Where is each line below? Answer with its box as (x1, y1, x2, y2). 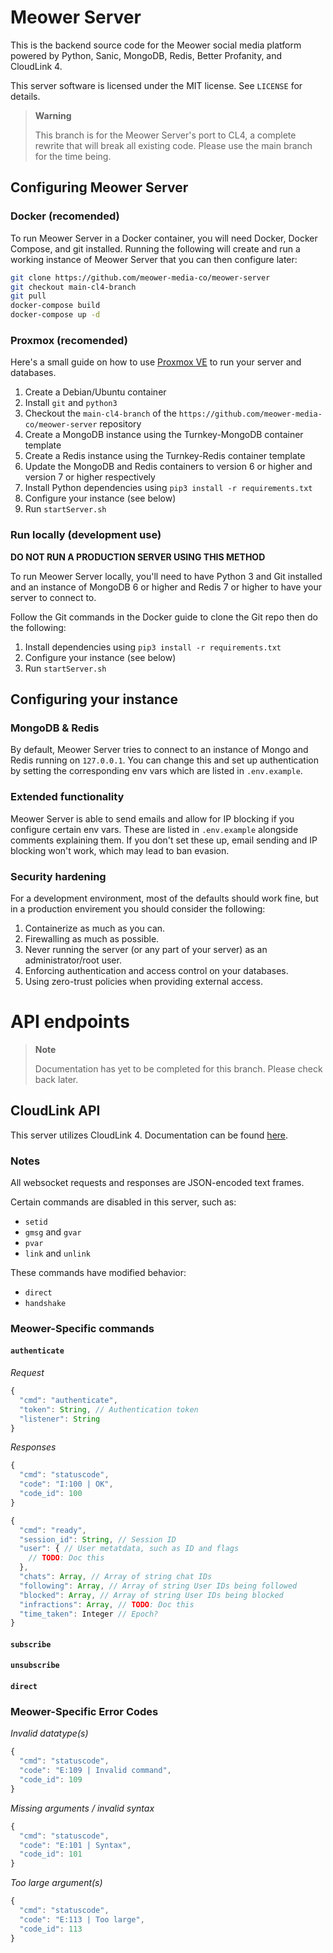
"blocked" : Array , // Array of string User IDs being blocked (19, 1590, 284, 1600)
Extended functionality (10, 790, 125, 804)
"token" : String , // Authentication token (19, 1404, 199, 1415)
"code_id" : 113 (19, 1924, 83, 1934)
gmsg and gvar (24, 1226, 82, 1238)
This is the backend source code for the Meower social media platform (10, 39, 302, 51)
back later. (34, 1073, 79, 1085)
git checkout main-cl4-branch (10, 282, 137, 292)
